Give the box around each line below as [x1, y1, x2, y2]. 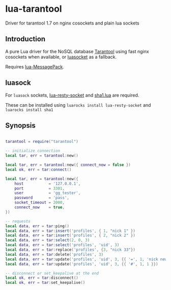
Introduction [5, 35, 46, 43]
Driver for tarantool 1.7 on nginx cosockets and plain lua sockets [5, 20, 139, 26]
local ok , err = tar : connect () [5, 167, 72, 172]
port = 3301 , [14, 186, 65, 191]
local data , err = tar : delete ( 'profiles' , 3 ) [5, 252, 104, 257]
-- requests [5, 219, 31, 224]
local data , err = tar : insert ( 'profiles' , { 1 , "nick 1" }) [5, 228, 136, 233]
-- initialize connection [5, 149, 60, 154]
